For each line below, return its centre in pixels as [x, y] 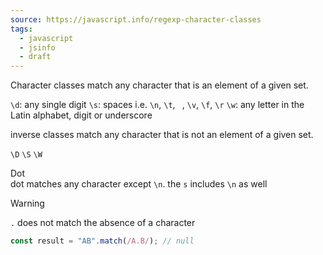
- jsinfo [37, 47]
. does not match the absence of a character [103, 223]
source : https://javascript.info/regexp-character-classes [136, 19]
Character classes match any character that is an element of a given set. [159, 85]
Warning [27, 203]
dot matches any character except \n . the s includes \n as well [139, 184]
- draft [35, 57]
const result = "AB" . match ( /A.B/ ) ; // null [102, 241]
